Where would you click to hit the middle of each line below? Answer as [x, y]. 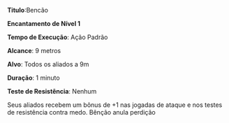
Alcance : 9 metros [34, 51]
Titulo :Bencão [28, 10]
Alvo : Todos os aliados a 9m [48, 64]
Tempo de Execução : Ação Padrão [58, 37]
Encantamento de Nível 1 [44, 23]
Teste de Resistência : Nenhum [52, 91]
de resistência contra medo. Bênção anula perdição [81, 112]
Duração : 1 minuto [34, 78]
